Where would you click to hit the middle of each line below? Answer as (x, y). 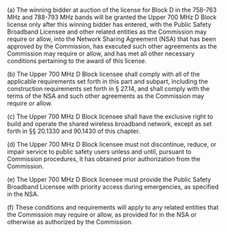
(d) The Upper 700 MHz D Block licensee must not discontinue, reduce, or (112, 144)
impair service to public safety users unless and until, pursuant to (99, 151)
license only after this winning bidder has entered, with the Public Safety (109, 24)
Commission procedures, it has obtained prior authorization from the (104, 159)
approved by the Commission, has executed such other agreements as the (112, 46)
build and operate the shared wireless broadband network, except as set (110, 124)
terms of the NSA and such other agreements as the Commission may (105, 96)
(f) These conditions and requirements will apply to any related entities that (113, 207)
